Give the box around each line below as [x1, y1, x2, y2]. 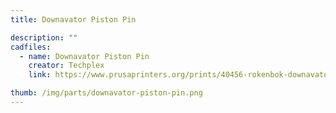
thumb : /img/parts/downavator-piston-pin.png [10, 88, 203, 98]
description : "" [10, 32, 78, 43]
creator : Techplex [28, 61, 105, 71]
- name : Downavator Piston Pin [19, 51, 150, 61]
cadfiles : [10, 42, 52, 52]
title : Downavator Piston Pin [10, 14, 137, 25]
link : [28, 70, 52, 80]
